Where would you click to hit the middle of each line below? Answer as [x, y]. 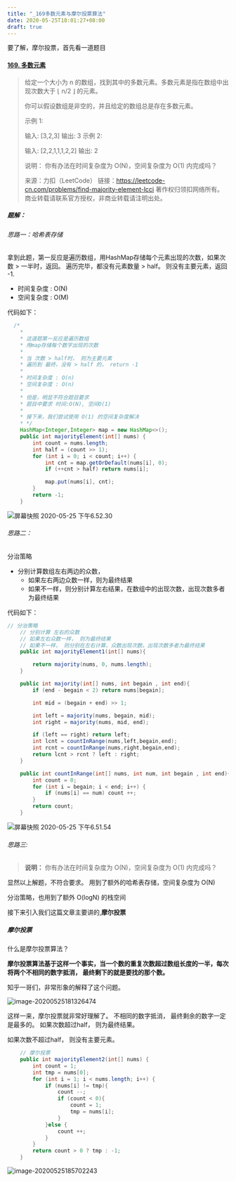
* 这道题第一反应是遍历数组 [54, 339]
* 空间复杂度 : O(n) [47, 385]
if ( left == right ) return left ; [81, 735]
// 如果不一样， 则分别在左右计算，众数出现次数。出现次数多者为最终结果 [112, 645]
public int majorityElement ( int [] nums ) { [83, 437]
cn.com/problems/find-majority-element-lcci [89, 189]
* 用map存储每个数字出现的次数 [59, 345]
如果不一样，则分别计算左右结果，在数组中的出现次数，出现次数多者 [126, 589]
